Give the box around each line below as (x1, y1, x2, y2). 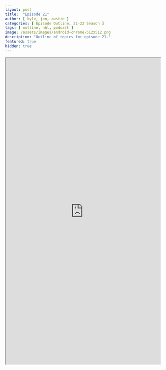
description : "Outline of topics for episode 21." (5, 35, 111, 40)
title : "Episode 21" (5, 12, 50, 17)
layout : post (5, 7, 32, 12)
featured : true (5, 39, 36, 44)
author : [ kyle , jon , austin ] (5, 16, 69, 21)
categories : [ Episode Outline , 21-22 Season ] (5, 21, 105, 26)
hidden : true (5, 44, 32, 49)
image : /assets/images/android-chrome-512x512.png (5, 30, 111, 35)
